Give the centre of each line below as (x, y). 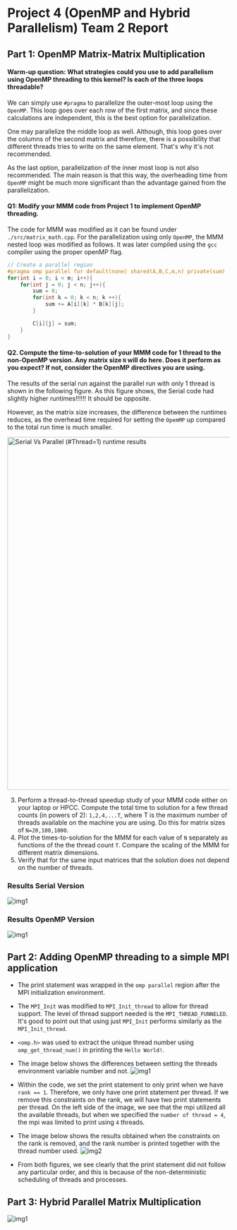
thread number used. (48, 1151)
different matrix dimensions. (58, 852)
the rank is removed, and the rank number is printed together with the (119, 1144)
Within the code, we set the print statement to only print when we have (120, 1085)
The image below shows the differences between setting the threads (117, 1063)
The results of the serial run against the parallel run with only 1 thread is (111, 383)
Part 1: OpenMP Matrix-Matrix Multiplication (107, 54)
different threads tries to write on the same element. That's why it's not (110, 146)
